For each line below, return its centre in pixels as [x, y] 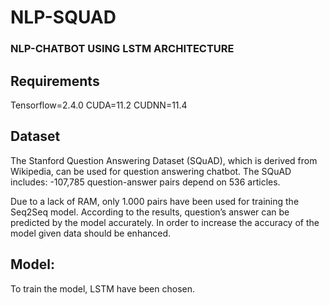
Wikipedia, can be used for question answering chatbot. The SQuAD [151, 171]
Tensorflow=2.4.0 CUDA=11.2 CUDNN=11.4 [99, 105]
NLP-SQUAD [63, 17]
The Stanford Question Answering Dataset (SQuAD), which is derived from [164, 160]
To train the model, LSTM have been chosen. [103, 288]
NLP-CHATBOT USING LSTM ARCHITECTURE [122, 49]
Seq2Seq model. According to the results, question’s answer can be [150, 212]
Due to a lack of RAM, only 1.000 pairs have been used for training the [155, 201]
